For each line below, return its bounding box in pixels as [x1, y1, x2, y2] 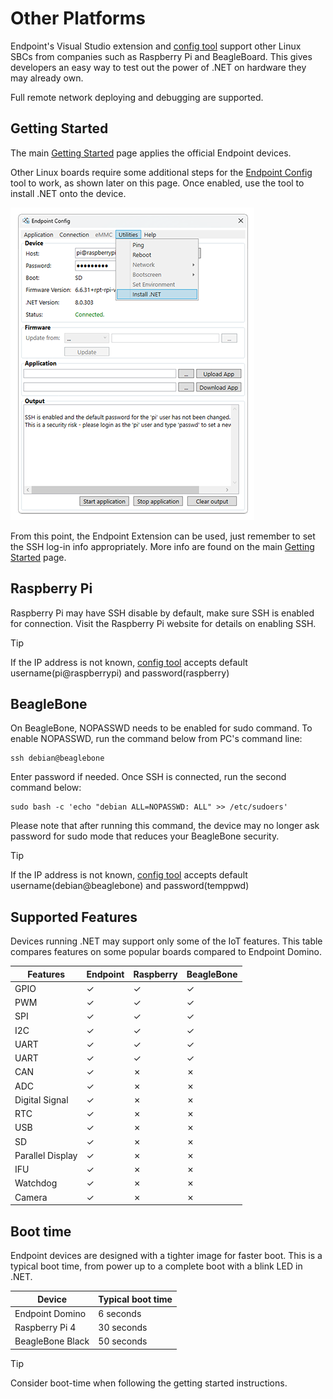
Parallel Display [14, 1149, 78, 1161]
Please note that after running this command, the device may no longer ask [10, 820, 320, 832]
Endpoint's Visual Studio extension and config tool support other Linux [10, 40, 302, 52]
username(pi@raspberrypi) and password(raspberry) [10, 667, 230, 679]
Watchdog [14, 1177, 58, 1189]
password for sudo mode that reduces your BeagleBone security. [10, 830, 280, 842]
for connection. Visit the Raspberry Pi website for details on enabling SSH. [10, 617, 317, 629]
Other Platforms [10, 7, 146, 30]
